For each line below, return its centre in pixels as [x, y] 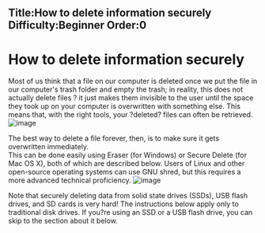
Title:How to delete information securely [110, 13]
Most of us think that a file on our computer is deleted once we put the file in [133, 81]
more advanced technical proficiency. [70, 180]
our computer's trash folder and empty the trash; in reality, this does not [126, 89]
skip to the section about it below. [63, 221]
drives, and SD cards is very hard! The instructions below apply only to [123, 204]
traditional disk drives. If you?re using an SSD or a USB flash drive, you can [131, 212]
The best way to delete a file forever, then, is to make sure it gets [114, 138]
